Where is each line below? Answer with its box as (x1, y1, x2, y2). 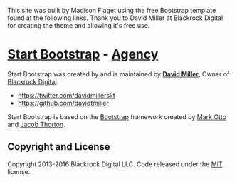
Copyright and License (7, 141, 110, 153)
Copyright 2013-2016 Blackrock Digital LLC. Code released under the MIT (7, 160, 223, 168)
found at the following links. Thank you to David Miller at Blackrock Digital (7, 14, 223, 22)
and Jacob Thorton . (7, 120, 65, 128)
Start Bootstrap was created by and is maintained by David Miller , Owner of (7, 69, 230, 78)
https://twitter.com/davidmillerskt (17, 91, 115, 99)
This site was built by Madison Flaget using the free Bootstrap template (7, 6, 216, 14)
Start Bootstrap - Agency (7, 46, 159, 63)
